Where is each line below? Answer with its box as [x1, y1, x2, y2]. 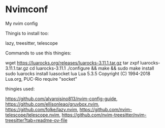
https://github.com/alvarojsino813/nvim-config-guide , [5, 95, 118, 102]
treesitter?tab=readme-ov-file [5, 117, 68, 123]
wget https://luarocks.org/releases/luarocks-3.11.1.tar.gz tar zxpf [5, 59, 140, 66]
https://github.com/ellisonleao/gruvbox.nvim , [5, 101, 100, 107]
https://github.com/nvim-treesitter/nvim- [61, 112, 147, 118]
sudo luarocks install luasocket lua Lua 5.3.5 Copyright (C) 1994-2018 [5, 70, 151, 77]
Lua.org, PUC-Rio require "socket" [5, 76, 78, 82]
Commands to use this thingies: [5, 50, 72, 56]
